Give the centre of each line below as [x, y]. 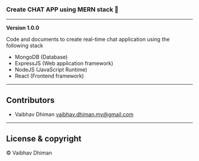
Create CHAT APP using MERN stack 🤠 [62, 9]
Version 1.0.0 [23, 28]
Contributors [31, 100]
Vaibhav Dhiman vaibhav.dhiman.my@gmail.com [74, 114]
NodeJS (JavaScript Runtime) [51, 70]
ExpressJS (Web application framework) [64, 63]
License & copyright [44, 139]
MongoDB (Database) [41, 57]
